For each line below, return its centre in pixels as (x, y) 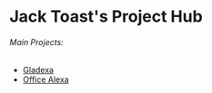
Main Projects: (36, 42)
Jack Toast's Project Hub (106, 17)
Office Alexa (46, 79)
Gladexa (38, 70)
